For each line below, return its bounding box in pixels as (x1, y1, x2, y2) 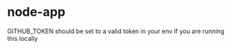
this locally (7, 34, 38, 42)
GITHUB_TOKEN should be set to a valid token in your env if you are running (7, 27, 225, 35)
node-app (7, 4, 66, 20)
